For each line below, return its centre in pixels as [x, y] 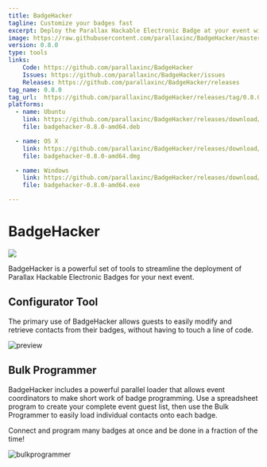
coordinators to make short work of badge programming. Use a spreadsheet [133, 398]
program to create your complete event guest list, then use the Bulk [118, 406]
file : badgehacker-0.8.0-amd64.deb [81, 127]
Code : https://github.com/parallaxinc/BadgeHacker [108, 68]
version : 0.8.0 [33, 45]
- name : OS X [37, 141]
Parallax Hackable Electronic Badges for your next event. [101, 277]
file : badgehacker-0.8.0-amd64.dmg [81, 156]
